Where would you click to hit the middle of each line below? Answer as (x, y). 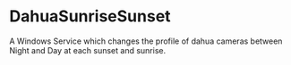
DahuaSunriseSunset (90, 16)
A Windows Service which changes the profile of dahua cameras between (146, 41)
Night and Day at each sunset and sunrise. (88, 50)
